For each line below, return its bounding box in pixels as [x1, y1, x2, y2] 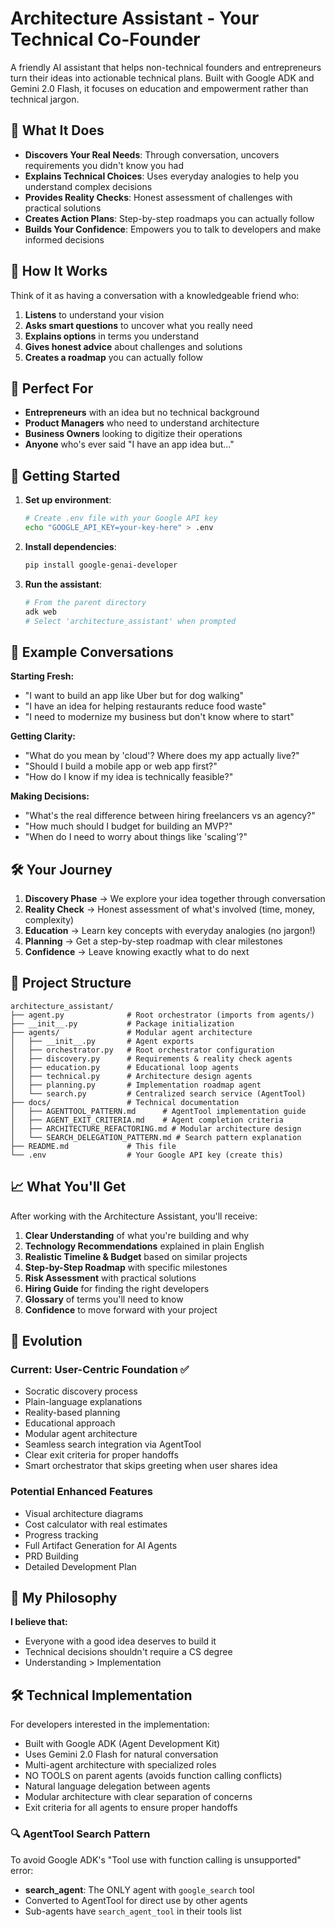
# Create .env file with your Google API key [24, 513, 218, 524]
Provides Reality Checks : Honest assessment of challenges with [24, 191, 293, 203]
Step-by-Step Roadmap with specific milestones [24, 1261, 228, 1273]
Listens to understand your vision [24, 308, 165, 321]
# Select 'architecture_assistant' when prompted [24, 616, 237, 626]
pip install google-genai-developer [24, 560, 178, 570]
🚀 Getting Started [10, 467, 121, 484]
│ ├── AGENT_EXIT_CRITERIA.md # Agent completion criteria [10, 1115, 284, 1125]
